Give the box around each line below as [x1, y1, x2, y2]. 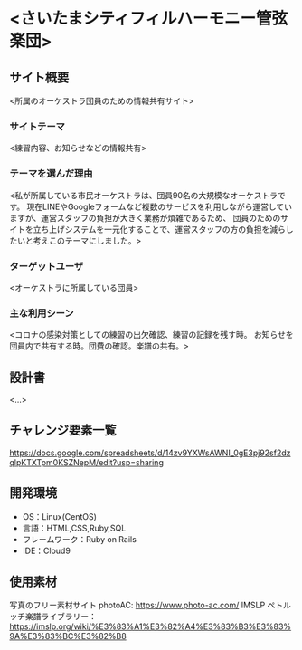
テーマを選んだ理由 [9, 167, 93, 180]
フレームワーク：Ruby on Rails [22, 533, 137, 544]
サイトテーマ [9, 119, 66, 132]
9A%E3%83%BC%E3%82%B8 [9, 631, 127, 642]
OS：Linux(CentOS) [22, 511, 98, 521]
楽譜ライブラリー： [24, 611, 97, 622]
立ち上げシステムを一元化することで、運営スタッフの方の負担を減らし [33, 224, 294, 234]
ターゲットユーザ [9, 260, 84, 272]
